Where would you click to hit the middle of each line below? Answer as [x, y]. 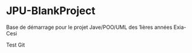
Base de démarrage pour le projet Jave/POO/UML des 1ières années [89, 27]
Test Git [16, 45]
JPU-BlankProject [51, 11]
